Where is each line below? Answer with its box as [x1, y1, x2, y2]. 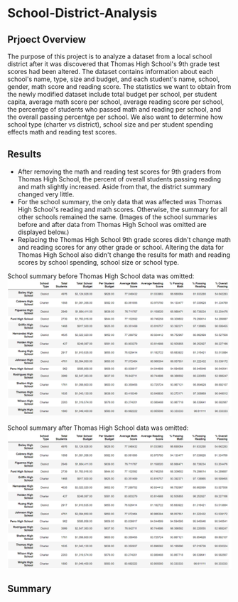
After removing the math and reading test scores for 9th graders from [17, 167, 222, 176]
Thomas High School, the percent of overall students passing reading [17, 174, 222, 183]
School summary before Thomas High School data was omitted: [7, 272, 195, 280]
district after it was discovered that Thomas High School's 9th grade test [7, 60, 220, 68]
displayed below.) [17, 228, 70, 236]
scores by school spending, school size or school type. [17, 258, 180, 266]
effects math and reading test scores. [7, 128, 117, 136]
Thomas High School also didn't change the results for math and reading [17, 250, 231, 259]
